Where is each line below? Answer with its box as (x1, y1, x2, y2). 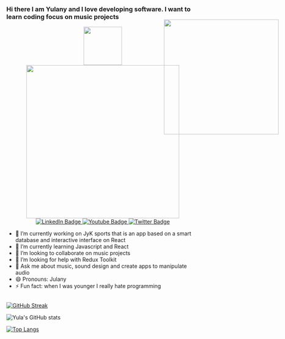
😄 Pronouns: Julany (15, 275, 67, 283)
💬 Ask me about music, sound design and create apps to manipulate (15, 262, 188, 270)
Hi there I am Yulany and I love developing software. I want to (6, 5, 191, 13)
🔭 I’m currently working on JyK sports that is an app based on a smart (15, 230, 191, 237)
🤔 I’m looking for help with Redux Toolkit (15, 256, 117, 264)
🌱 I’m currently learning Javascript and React (15, 243, 129, 250)
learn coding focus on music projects (6, 12, 119, 21)
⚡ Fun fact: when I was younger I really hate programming (15, 283, 161, 290)
